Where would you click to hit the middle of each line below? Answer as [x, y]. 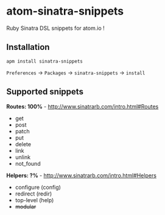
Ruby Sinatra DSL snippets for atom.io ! [55, 28]
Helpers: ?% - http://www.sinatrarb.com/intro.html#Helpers [82, 175]
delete [23, 144]
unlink [23, 157]
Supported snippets [45, 92]
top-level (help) [34, 200]
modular [26, 206]
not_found [28, 163]
